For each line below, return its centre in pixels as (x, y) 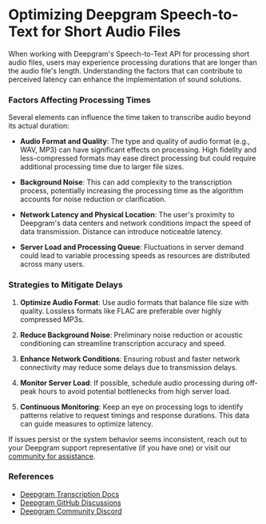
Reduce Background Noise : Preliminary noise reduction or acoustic (131, 335)
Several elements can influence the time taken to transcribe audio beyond (130, 117)
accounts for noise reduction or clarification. (93, 199)
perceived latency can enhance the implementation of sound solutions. (125, 79)
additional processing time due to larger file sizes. (102, 167)
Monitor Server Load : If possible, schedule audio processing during (132, 383)
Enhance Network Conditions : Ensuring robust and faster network (130, 359)
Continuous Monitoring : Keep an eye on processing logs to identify (131, 407)
